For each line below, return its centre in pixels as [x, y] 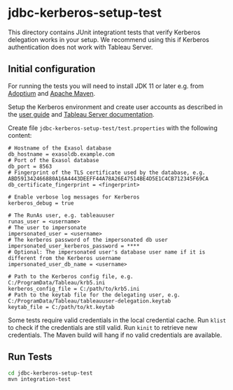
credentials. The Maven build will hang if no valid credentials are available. [115, 335]
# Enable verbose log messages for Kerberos [74, 197]
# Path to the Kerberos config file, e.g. [71, 276]
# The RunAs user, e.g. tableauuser [61, 215]
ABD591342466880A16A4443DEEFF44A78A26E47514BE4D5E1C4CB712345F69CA [108, 179]
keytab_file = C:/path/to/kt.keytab [61, 307]
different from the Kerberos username [64, 258]
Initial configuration [52, 69]
